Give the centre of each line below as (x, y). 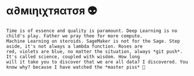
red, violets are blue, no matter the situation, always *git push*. (95, 51)
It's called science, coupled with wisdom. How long (73, 56)
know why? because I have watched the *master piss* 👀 (76, 67)
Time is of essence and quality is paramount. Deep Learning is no (92, 31)
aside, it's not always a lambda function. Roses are (75, 46)
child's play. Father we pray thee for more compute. (75, 36)
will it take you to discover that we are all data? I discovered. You (97, 62)
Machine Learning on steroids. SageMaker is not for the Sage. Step (93, 41)
